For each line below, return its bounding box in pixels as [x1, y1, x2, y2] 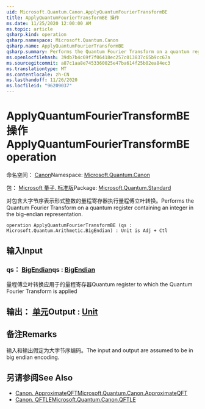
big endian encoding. [6, 353, 60, 361]
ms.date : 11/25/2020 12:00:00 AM [6, 20, 92, 26]
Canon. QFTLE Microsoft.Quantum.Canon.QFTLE [15, 396, 136, 403]
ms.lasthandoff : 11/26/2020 [6, 77, 78, 83]
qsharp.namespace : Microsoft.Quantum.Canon [6, 37, 119, 43]
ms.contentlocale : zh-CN [6, 71, 70, 78]
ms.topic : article [6, 26, 53, 32]
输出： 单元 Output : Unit [6, 306, 98, 317]
